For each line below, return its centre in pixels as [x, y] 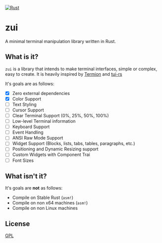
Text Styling [24, 104]
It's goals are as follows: [30, 84]
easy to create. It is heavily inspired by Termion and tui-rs [64, 74]
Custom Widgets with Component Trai [51, 155]
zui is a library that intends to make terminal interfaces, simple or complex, [81, 69]
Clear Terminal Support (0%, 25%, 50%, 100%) [61, 116]
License [18, 223]
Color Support [27, 98]
